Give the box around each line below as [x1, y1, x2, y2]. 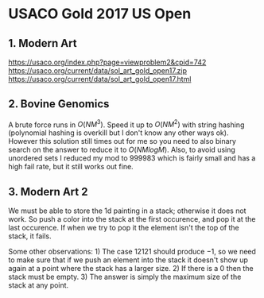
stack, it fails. [8, 231, 52, 241]
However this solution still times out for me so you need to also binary [8, 137, 237, 146]
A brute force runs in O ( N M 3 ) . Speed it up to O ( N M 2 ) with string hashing [8, 118, 245, 130]
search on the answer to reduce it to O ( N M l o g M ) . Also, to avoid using [8, 145, 236, 155]
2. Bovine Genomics [8, 97, 110, 111]
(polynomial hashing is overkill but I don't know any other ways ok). [8, 128, 229, 137]
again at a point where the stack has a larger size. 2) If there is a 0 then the [8, 264, 254, 273]
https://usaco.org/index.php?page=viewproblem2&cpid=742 [8, 57, 207, 67]
